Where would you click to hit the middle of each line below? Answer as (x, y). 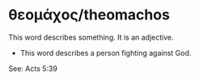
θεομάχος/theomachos (89, 15)
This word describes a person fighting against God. (106, 53)
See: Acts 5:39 (33, 68)
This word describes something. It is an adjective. (91, 37)
